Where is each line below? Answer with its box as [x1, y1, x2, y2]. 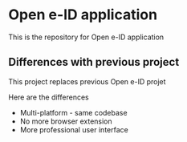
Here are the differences [8, 92, 90, 102]
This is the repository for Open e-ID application [8, 32, 165, 42]
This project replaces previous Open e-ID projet [8, 76, 166, 86]
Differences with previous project [8, 55, 180, 69]
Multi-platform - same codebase [19, 108, 128, 117]
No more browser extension [19, 116, 112, 126]
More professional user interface [19, 124, 128, 134]
